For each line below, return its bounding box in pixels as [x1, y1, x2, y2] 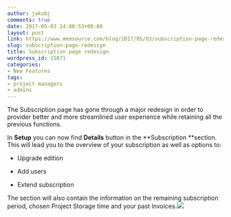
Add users [16, 168, 47, 176]
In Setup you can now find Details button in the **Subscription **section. [7, 133, 217, 141]
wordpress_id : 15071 [7, 55, 67, 62]
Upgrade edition [16, 154, 63, 162]
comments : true [7, 16, 51, 23]
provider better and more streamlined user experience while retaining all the [7, 113, 223, 121]
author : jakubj [7, 10, 51, 17]
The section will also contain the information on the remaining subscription [7, 194, 219, 203]
